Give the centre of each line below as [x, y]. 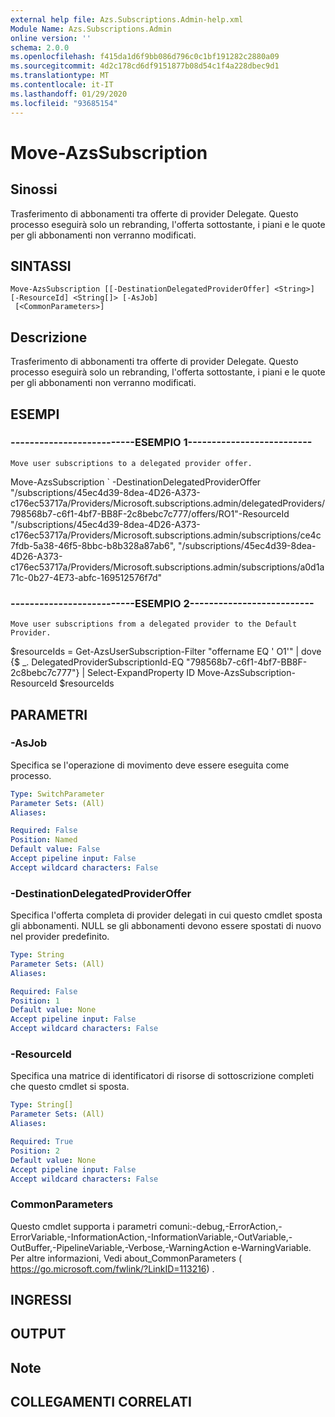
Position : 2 [35, 1151]
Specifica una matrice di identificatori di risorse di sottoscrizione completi [162, 1076]
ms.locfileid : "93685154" [64, 103]
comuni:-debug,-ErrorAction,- [221, 1226]
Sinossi [34, 189]
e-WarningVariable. [271, 1247]
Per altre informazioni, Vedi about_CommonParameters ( [126, 1258]
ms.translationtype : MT [60, 76]
